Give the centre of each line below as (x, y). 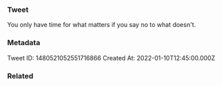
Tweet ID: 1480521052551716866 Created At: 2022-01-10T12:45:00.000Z (111, 58)
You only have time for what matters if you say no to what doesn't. (101, 25)
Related (20, 76)
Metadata (24, 43)
